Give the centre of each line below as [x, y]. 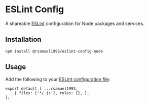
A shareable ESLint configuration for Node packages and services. [75, 23]
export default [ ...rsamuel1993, [42, 88]
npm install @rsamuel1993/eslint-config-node [54, 51]
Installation [23, 40]
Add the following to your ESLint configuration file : [58, 79]
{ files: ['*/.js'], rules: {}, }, [52, 93]
